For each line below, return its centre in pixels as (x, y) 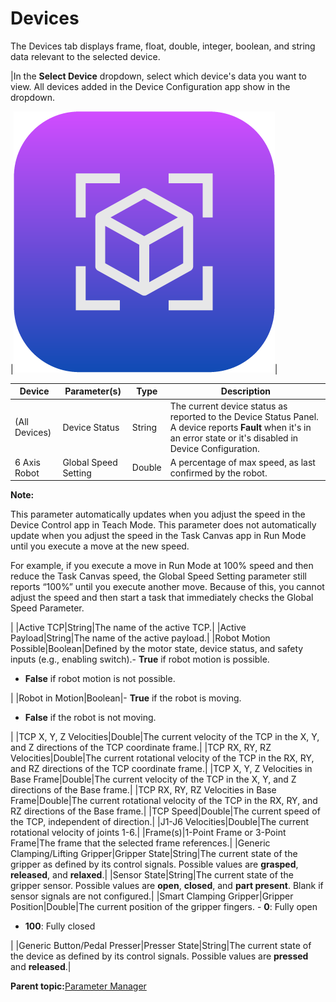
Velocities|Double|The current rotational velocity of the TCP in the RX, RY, (162, 758)
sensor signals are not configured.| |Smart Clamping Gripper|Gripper (152, 896)
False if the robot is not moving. (90, 718)
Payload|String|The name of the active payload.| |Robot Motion (140, 638)
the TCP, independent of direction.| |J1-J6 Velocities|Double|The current (160, 822)
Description (245, 391)
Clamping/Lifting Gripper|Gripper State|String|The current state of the (154, 854)
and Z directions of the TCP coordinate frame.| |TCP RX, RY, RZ (141, 748)
